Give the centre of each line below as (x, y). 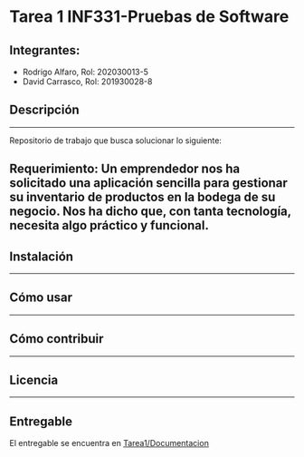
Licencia (34, 380)
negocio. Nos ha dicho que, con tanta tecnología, (150, 212)
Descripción (44, 110)
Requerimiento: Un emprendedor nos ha (125, 169)
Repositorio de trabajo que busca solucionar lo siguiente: (115, 140)
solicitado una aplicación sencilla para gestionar (148, 183)
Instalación (42, 256)
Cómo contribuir (57, 339)
